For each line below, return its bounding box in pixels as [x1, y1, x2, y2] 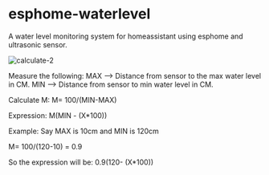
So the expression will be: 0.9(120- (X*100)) [8, 157, 154, 167]
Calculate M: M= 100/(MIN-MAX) [8, 95, 117, 104]
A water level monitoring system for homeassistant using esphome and [8, 31, 243, 41]
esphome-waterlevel [8, 5, 151, 23]
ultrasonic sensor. [8, 39, 68, 49]
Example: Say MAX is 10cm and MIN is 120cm [8, 126, 159, 136]
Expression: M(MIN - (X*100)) [8, 110, 108, 120]
